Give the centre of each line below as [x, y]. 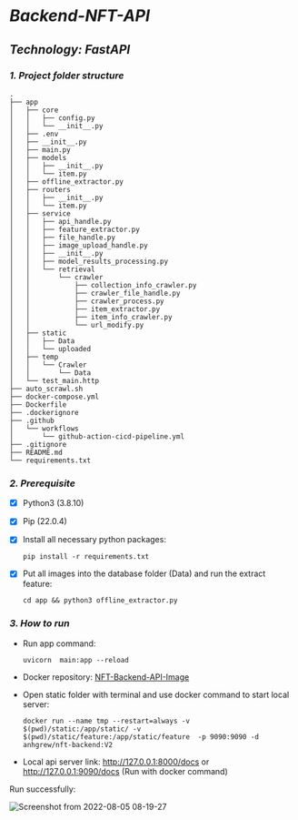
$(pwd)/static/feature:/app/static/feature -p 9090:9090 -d [141, 737]
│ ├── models [38, 157]
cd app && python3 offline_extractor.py [100, 601]
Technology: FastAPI [70, 50]
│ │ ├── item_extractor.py [85, 309]
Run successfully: [43, 789]
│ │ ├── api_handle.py [60, 221]
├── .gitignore [38, 444]
